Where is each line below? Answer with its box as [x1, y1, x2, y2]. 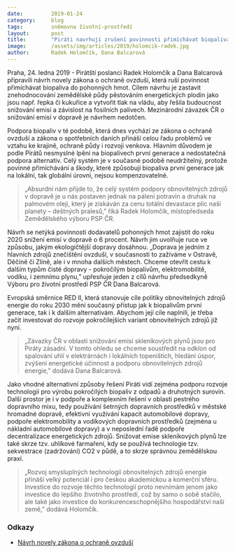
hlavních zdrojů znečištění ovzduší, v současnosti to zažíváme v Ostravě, [7, 250, 218, 259]
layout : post [7, 29, 64, 37]
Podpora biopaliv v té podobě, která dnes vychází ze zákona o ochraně [7, 127, 213, 135]
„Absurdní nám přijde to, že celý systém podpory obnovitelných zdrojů [24, 185, 228, 193]
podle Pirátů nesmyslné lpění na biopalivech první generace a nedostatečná [7, 148, 226, 157]
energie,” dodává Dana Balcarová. [24, 366, 123, 375]
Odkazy [7, 522, 35, 532]
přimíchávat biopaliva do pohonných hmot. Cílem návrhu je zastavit [7, 83, 201, 92]
